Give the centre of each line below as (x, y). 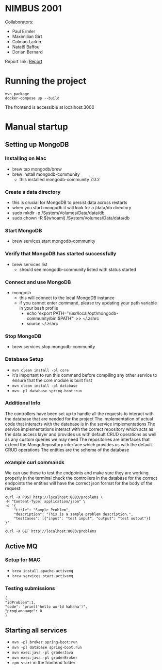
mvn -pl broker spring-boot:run (45, 642)
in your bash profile (39, 308)
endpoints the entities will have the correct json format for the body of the (79, 483)
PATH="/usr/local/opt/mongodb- (86, 313)
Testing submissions (30, 588)
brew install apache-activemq (43, 571)
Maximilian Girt (27, 36)
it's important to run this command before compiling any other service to (85, 375)
